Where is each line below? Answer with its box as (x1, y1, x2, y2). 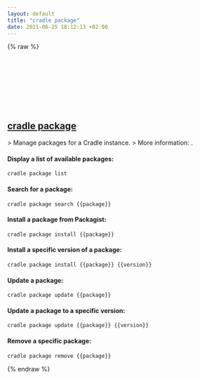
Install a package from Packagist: (7, 215, 107, 224)
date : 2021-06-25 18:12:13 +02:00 (7, 23, 109, 30)
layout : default (7, 10, 55, 18)
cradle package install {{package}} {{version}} (7, 261, 152, 268)
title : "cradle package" (7, 17, 80, 24)
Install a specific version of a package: (7, 246, 123, 254)
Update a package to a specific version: (7, 306, 126, 314)
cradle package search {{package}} (7, 201, 112, 208)
